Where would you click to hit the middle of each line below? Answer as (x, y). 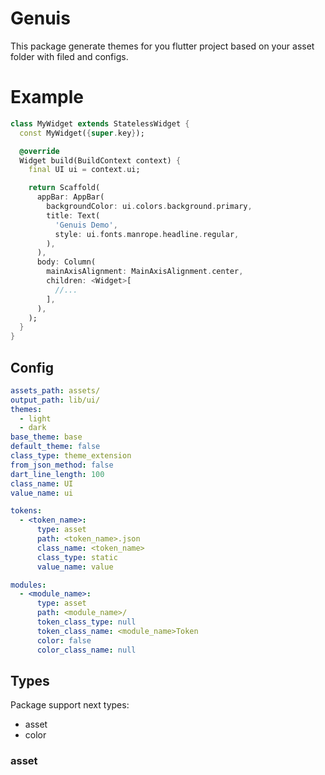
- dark (33, 428)
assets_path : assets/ (55, 390)
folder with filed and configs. (69, 56)
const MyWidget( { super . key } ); (82, 133)
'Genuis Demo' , (86, 225)
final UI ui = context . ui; (84, 170)
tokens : (26, 511)
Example (47, 97)
